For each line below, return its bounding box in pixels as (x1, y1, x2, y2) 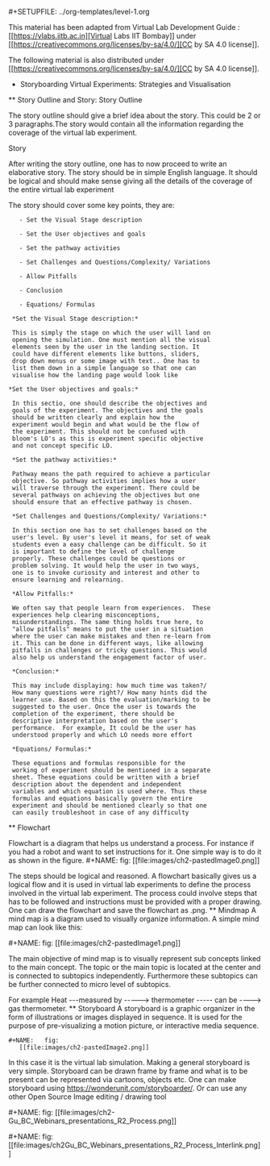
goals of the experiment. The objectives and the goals (11, 406, 204, 414)
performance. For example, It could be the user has (11, 724, 197, 732)
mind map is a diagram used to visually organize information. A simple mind (8, 914, 260, 923)
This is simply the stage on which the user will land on (11, 329, 211, 337)
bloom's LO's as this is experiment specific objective (11, 435, 204, 443)
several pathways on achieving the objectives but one (11, 491, 200, 499)
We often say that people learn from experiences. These (11, 604, 211, 612)
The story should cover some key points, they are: (8, 201, 175, 210)
